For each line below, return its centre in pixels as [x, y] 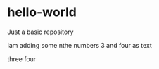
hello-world [42, 12]
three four [22, 59]
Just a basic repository [40, 32]
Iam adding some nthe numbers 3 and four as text [80, 45]
